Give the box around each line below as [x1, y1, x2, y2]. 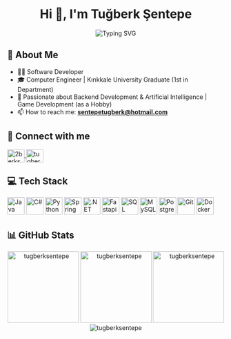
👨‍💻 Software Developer [17, 67, 84, 75]
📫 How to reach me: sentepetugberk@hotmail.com [17, 107, 168, 116]
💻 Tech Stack [7, 175, 68, 187]
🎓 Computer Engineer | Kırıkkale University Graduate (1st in [17, 75, 188, 84]
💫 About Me [7, 49, 59, 61]
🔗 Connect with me [7, 131, 90, 143]
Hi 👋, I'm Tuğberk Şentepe [39, 6, 192, 22]
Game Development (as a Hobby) [17, 100, 112, 108]
